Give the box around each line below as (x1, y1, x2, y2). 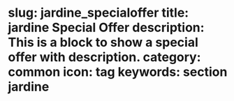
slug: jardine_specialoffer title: (8, 5, 189, 21)
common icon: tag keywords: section (8, 64, 228, 80)
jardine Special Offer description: (8, 20, 205, 36)
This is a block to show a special (8, 35, 198, 50)
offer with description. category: (8, 49, 201, 65)
